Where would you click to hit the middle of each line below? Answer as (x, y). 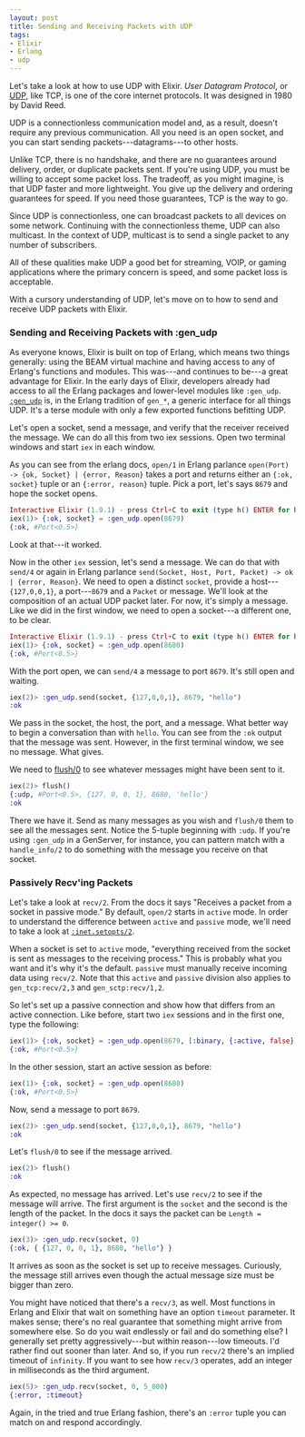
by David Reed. (38, 105)
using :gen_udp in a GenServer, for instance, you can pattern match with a (147, 839)
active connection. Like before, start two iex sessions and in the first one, (147, 1015)
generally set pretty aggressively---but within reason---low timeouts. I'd (144, 1341)
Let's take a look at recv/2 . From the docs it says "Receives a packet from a (151, 902)
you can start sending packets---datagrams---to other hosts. (124, 142)
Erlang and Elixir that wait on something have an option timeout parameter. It (152, 1312)
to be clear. (30, 619)
